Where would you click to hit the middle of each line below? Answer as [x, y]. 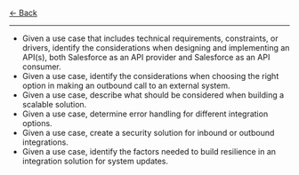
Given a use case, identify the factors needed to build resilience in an [149, 151]
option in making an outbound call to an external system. [126, 85]
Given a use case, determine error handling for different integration [145, 114]
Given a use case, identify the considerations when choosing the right [150, 76]
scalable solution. [54, 104]
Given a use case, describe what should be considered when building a [153, 95]
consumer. [41, 67]
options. [37, 123]
